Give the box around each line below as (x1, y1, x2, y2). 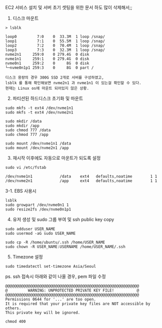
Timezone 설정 (12, 254, 43, 260)
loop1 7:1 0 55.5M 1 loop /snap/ (5, 39, 105, 44)
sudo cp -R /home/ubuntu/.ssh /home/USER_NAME (5, 240, 105, 245)
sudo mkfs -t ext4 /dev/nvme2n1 (5, 110, 73, 115)
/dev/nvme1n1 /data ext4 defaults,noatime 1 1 (5, 174, 157, 179)
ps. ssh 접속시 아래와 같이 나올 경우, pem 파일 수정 (5, 273, 106, 279)
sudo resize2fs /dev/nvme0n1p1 (5, 207, 71, 212)
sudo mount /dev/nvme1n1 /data (5, 141, 71, 146)
